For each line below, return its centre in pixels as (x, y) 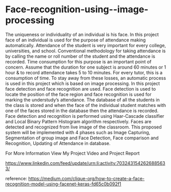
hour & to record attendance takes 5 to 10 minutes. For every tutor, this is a (84, 72)
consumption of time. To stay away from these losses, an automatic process (86, 78)
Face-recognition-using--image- (77, 9)
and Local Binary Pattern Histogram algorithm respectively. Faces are (79, 121)
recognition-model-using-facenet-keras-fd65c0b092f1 (63, 184)
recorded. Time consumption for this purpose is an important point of (79, 61)
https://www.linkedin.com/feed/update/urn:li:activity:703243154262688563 (85, 163)
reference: (16, 178)
